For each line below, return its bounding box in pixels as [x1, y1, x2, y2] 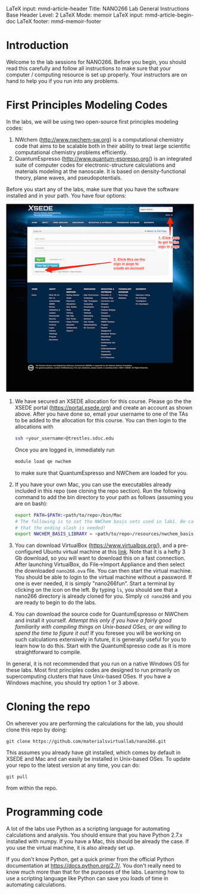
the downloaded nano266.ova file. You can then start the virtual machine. [14, 567, 192, 575]
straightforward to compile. [14, 649, 82, 656]
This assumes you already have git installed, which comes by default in [6, 749, 181, 756]
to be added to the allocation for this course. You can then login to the [14, 417, 186, 424]
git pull [6, 774, 28, 780]
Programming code [6, 806, 103, 819]
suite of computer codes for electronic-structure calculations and [14, 161, 176, 168]
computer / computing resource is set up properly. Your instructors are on [6, 71, 187, 78]
